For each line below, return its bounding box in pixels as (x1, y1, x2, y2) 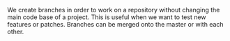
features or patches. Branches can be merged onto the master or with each (7, 20, 224, 28)
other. (7, 27, 24, 36)
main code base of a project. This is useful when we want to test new (7, 13, 207, 21)
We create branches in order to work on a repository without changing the (7, 6, 220, 14)
